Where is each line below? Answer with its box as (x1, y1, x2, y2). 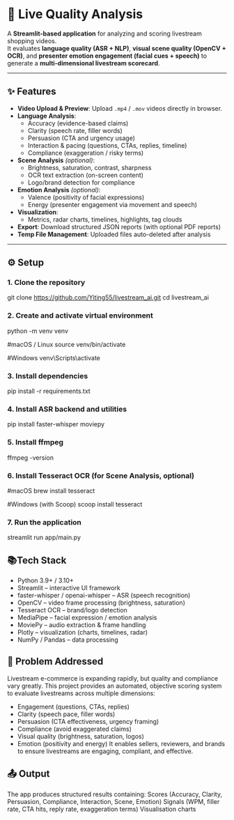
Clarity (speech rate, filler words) (27, 126, 123, 134)
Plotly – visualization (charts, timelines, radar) (17, 628, 148, 637)
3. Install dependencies (7, 371, 88, 380)
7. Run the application (7, 517, 82, 527)
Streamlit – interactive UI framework (17, 584, 120, 592)
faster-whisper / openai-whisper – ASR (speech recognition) (17, 591, 191, 600)
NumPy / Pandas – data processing (17, 635, 118, 644)
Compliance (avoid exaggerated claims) (17, 725, 132, 733)
